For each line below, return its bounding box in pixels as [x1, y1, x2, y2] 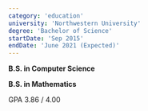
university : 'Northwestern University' [8, 19, 142, 27]
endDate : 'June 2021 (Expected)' [8, 42, 120, 50]
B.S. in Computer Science [8, 64, 95, 73]
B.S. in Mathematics [8, 80, 77, 89]
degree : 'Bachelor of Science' [8, 27, 113, 35]
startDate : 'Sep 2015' [8, 34, 84, 43]
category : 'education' [8, 11, 84, 20]
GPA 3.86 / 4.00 [8, 95, 62, 105]
